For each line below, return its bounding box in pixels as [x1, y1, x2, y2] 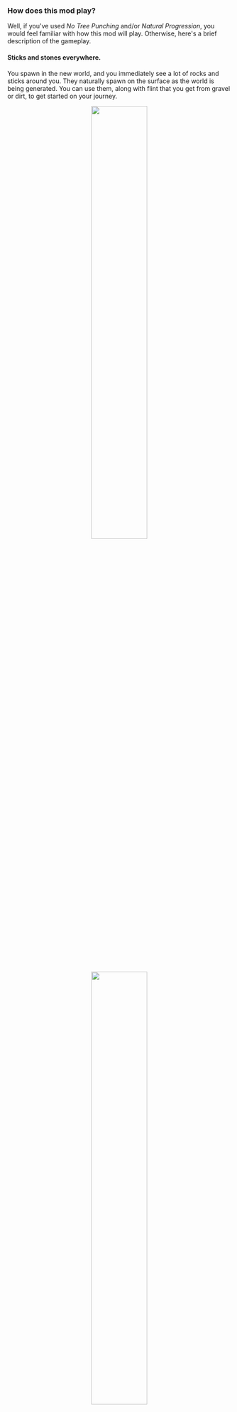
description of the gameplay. [7, 37, 92, 45]
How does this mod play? [7, 6, 96, 16]
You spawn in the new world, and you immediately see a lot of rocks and [7, 69, 219, 77]
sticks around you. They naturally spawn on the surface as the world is [7, 77, 214, 85]
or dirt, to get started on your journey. [7, 92, 118, 100]
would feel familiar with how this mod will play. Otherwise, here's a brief [7, 29, 218, 38]
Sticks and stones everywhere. [7, 53, 101, 62]
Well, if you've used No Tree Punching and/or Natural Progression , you [7, 22, 215, 31]
